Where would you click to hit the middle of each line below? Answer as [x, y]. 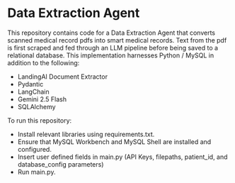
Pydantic [30, 84]
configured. [34, 149]
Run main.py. [36, 172]
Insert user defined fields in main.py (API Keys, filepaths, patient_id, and [122, 157]
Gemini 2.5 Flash [42, 99]
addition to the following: [44, 62]
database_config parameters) [61, 164]
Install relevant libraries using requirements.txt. [86, 134]
